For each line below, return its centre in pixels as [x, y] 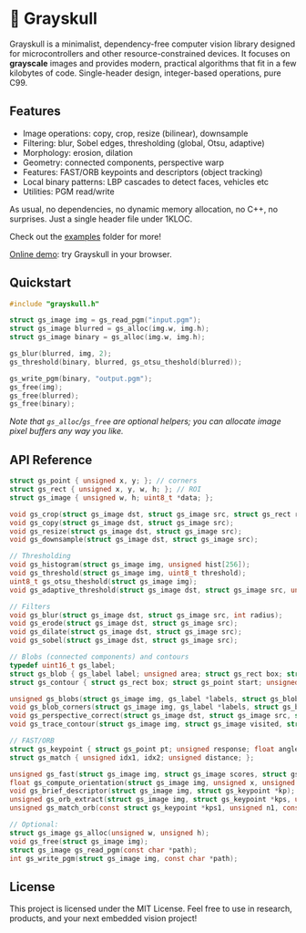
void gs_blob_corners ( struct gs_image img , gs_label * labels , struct [144, 707]
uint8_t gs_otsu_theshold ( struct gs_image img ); [103, 581]
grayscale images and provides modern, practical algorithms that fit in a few [153, 63]
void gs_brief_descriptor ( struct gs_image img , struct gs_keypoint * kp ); [153, 791]
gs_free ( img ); [36, 387]
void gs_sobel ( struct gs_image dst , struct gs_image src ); [124, 641]
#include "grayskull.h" [55, 304]
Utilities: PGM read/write [69, 192]
